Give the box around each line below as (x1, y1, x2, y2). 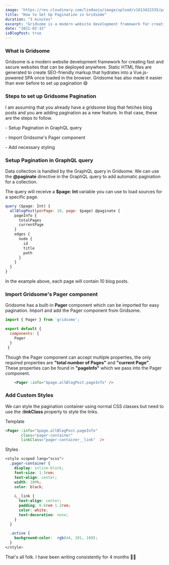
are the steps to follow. (5, 115, 53, 121)
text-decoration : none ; (18, 512, 69, 517)
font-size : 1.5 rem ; (14, 470, 55, 475)
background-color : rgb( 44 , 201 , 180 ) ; (14, 535, 98, 541)
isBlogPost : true (5, 31, 42, 36)
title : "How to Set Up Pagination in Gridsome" (5, 12, 107, 17)
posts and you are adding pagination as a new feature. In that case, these (5, 109, 157, 116)
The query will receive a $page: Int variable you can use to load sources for (5, 188, 162, 194)
